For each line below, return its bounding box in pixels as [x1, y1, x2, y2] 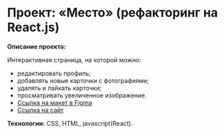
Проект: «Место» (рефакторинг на [7, 5, 218, 21]
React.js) [7, 19, 60, 35]
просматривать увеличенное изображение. [17, 91, 147, 99]
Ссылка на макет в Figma [17, 98, 92, 106]
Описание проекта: [7, 42, 66, 50]
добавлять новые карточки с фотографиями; [17, 76, 150, 84]
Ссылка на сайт [17, 106, 64, 114]
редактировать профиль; [17, 69, 92, 77]
